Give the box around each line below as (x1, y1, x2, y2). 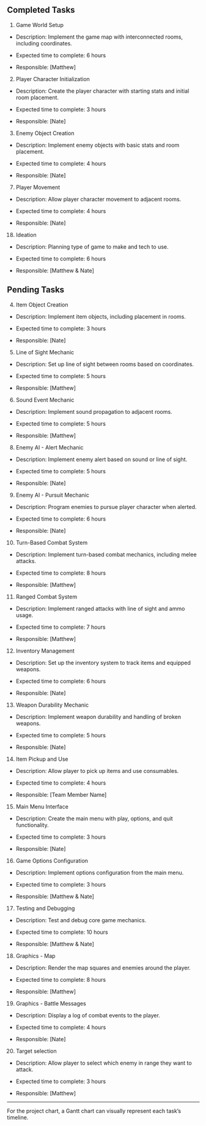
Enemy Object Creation (15, 129, 75, 137)
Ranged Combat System (15, 592, 78, 600)
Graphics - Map (15, 952, 56, 960)
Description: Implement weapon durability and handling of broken (15, 713, 182, 720)
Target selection (15, 1047, 57, 1055)
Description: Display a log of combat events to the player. (15, 1011, 161, 1019)
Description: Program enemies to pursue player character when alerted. (15, 503, 197, 510)
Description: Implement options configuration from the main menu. (15, 869, 184, 876)
